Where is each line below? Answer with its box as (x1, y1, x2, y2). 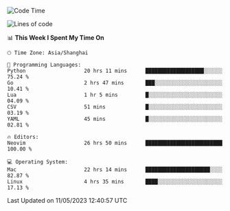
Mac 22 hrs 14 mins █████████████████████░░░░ (7, 166, 223, 173)
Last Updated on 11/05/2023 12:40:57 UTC (7, 197, 128, 204)
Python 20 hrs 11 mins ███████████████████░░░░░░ (7, 67, 223, 74)
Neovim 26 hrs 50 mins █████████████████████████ (7, 140, 223, 146)
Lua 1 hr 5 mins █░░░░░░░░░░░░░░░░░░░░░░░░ (7, 91, 223, 98)
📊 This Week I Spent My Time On (7, 34, 104, 41)
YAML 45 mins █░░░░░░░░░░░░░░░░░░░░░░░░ (7, 115, 223, 122)
